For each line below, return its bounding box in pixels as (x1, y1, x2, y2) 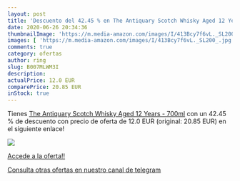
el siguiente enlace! (7, 125, 65, 133)
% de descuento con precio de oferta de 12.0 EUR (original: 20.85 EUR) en (7, 117, 226, 125)
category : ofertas (7, 51, 62, 58)
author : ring (7, 57, 46, 64)
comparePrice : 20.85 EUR (7, 83, 81, 90)
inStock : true (7, 90, 50, 97)
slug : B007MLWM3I (7, 63, 59, 71)
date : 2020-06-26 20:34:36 (7, 24, 88, 31)
